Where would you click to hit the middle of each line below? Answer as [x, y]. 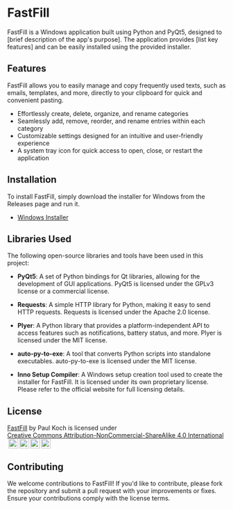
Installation [32, 180]
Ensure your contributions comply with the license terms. [89, 498]
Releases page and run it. [44, 203]
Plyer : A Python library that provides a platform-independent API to [113, 326]
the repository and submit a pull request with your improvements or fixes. [112, 491]
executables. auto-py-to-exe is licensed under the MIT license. [107, 361]
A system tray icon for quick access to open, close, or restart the [110, 150]
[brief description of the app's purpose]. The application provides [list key [113, 39]
